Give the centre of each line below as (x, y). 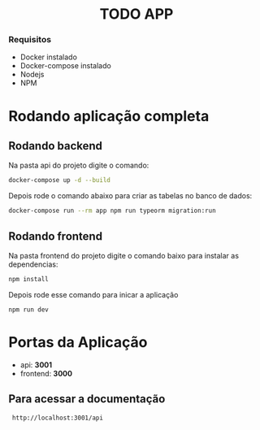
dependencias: (33, 264)
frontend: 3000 (46, 373)
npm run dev (28, 310)
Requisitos (30, 40)
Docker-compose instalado (65, 66)
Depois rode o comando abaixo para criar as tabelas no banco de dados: (130, 196)
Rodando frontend (56, 236)
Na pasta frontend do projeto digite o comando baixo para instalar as (124, 256)
